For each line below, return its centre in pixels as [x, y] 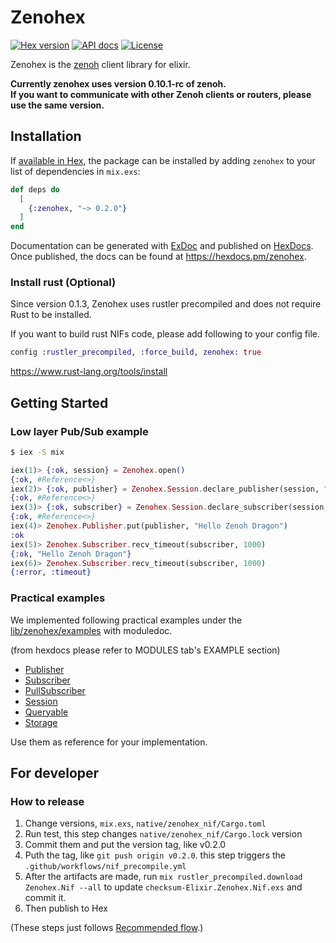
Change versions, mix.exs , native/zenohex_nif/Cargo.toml [145, 823]
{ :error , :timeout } [51, 572]
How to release [47, 801]
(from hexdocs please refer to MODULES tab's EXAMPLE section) [145, 650]
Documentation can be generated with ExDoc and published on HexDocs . [162, 246]
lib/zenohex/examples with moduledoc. [91, 630]
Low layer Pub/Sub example [79, 431]
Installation [46, 136]
